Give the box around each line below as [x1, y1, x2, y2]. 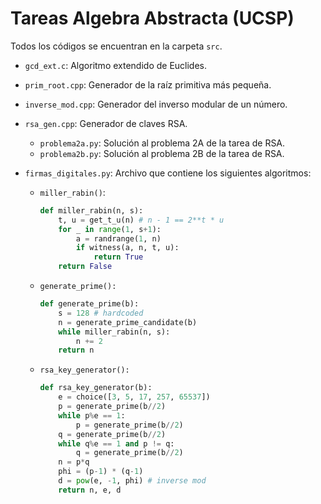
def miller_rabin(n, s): [39, 205, 144, 216]
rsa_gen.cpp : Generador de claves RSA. [24, 117, 188, 129]
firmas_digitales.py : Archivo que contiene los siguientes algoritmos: [24, 167, 312, 179]
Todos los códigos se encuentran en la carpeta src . [10, 40, 223, 52]
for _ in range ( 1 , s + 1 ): [58, 224, 162, 234]
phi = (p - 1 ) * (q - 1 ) [58, 467, 144, 477]
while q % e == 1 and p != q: [58, 438, 175, 449]
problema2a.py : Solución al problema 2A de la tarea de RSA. [39, 137, 286, 149]
